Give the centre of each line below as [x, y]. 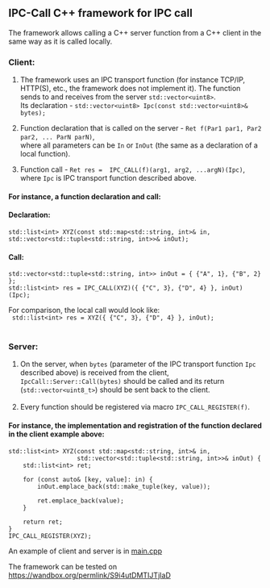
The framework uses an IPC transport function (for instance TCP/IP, [133, 80]
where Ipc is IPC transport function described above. [108, 178]
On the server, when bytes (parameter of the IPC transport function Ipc [138, 364]
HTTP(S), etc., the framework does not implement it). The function [130, 89]
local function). [45, 154]
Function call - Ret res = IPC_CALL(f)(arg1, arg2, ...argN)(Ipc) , [133, 169]
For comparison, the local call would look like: [84, 311]
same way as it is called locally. [60, 41]
